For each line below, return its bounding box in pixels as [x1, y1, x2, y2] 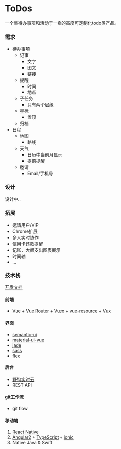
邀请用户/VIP [12, 222, 39, 228]
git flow [12, 405, 28, 411]
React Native [12, 429, 39, 435]
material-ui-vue [12, 337, 45, 343]
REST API [12, 382, 32, 388]
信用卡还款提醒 [12, 241, 43, 247]
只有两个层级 [27, 102, 54, 108]
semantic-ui [12, 331, 37, 337]
